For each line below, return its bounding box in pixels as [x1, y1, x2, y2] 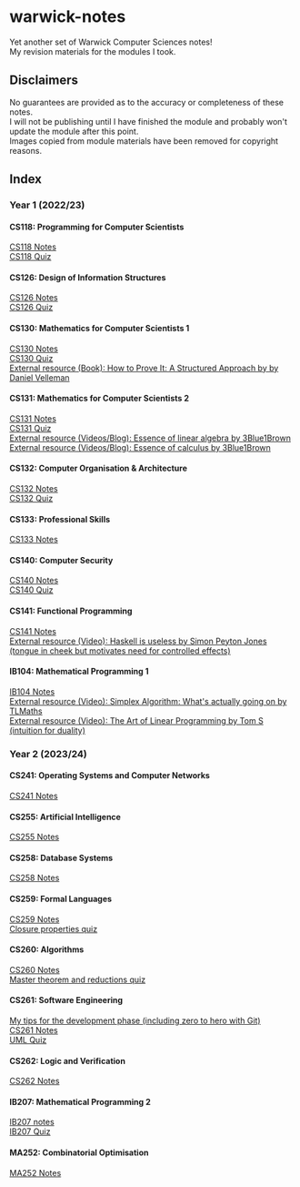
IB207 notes [9, 1117, 55, 1128]
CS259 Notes [9, 913, 60, 925]
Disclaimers [9, 73, 79, 88]
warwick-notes [9, 6, 126, 27]
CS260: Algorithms [9, 944, 85, 955]
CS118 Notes [9, 241, 57, 252]
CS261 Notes [9, 1025, 58, 1036]
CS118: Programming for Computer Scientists [9, 221, 185, 232]
